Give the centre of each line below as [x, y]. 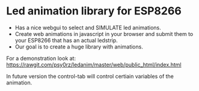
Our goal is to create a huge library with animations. [79, 47]
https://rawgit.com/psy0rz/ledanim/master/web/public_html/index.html [94, 65]
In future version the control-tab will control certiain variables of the [90, 76]
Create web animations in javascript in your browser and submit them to [104, 34]
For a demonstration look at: [41, 58]
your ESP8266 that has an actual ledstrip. [66, 40]
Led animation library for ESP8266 [94, 11]
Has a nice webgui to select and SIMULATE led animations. [88, 28]
